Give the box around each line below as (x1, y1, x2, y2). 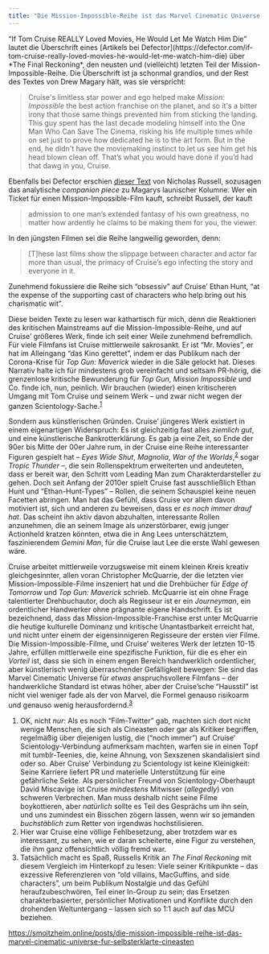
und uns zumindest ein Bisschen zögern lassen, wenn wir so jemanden (19, 810, 255, 820)
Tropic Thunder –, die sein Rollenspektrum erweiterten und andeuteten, (8, 460, 245, 470)
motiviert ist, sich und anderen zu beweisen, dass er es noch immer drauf (8, 503, 252, 513)
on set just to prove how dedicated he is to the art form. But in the (27, 134, 247, 145)
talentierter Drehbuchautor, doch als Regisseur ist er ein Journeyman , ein (8, 596, 251, 605)
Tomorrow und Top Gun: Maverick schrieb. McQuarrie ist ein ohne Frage (8, 587, 249, 597)
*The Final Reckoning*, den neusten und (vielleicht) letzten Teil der (8, 60, 230, 69)
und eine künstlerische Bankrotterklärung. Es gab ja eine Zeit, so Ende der (8, 434, 254, 444)
